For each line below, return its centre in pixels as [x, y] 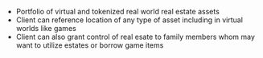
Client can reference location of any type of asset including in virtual [129, 20]
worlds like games [46, 28]
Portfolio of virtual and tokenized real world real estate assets [117, 12]
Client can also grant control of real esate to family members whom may [136, 37]
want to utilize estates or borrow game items [90, 45]
